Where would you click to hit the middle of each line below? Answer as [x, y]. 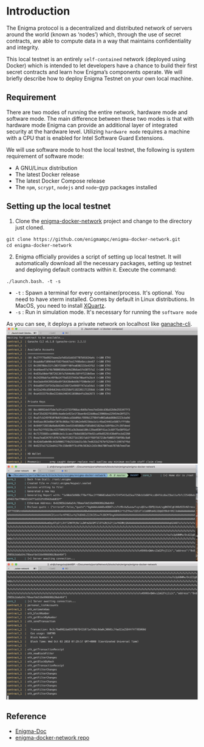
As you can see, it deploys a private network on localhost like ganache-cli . [99, 323]
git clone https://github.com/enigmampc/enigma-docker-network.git [93, 239]
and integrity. [23, 47]
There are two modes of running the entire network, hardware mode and [97, 112]
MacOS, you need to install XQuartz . [60, 305]
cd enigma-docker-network [39, 245]
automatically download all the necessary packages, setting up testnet [103, 263]
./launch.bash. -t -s [34, 281]
